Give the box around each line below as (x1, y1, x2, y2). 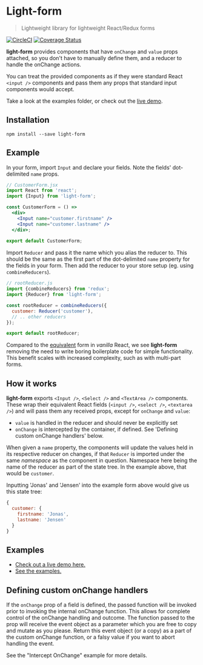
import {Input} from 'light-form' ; (6, 193, 96, 199)
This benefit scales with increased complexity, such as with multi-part (6, 354, 181, 362)
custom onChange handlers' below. (15, 432, 104, 439)
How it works (6, 378, 57, 388)
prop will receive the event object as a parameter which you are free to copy (6, 621, 197, 627)
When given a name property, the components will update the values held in (6, 444, 194, 451)
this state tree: (6, 488, 42, 495)
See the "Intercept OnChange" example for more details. (6, 652, 147, 659)
